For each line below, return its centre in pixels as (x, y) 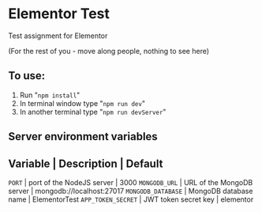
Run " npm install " (50, 95)
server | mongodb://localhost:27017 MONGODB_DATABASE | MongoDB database (131, 191)
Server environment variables (83, 136)
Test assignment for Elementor (58, 36)
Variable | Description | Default (86, 163)
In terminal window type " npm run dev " (82, 103)
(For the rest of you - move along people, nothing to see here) (109, 51)
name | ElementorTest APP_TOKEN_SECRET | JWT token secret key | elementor (131, 199)
